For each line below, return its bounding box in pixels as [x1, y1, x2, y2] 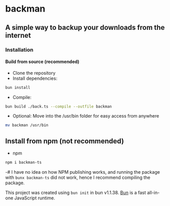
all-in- [147, 190, 160, 196]
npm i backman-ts [5, 160, 42, 165]
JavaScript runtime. [14, 195, 56, 201]
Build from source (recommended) [5, 59, 79, 65]
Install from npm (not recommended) [5, 137, 124, 145]
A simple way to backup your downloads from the [5, 23, 165, 32]
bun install [5, 85, 30, 90]
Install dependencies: [12, 75, 58, 81]
